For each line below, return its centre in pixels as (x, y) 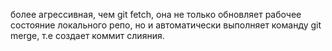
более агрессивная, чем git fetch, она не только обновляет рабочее (156, 14)
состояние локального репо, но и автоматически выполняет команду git (166, 25)
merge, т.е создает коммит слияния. (87, 35)
